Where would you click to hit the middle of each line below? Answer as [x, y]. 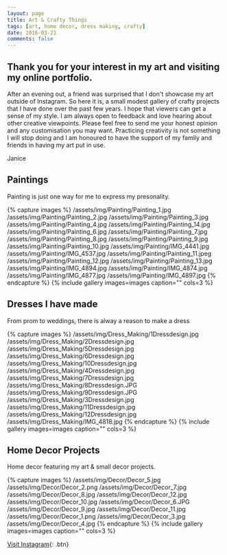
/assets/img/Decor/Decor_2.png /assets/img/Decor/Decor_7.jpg [97, 487]
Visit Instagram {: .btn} [38, 544]
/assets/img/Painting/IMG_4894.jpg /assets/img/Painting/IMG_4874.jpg [107, 268]
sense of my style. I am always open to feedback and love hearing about [110, 116]
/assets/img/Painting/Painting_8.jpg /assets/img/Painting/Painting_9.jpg [108, 239]
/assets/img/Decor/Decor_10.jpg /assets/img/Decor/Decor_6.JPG [98, 502]
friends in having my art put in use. [56, 145]
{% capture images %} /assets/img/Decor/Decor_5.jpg [84, 480]
